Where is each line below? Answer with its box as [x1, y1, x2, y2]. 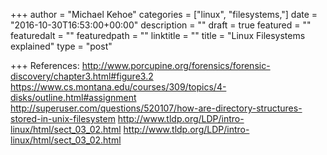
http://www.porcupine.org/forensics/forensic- [81, 60, 271, 71]
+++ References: [10, 60, 80, 71]
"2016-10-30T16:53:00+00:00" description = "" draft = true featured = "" [10, 19, 312, 31]
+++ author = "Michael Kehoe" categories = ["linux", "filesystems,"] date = [10, 9, 318, 20]
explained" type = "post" [10, 40, 113, 52]
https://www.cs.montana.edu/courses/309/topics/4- [10, 81, 227, 93]
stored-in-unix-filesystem [10, 113, 116, 124]
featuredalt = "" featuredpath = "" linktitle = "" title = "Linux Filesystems [10, 30, 306, 41]
